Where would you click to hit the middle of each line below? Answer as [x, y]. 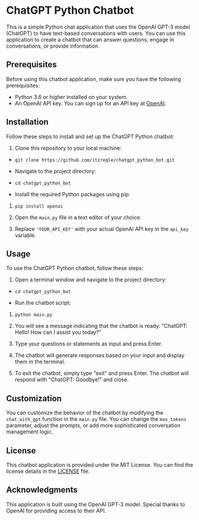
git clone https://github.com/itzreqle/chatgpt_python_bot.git [95, 160]
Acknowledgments [42, 490]
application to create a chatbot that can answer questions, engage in [90, 39]
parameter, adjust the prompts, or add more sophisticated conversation [93, 425]
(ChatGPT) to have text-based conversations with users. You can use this [96, 33]
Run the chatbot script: [43, 303]
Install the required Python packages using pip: [72, 194]
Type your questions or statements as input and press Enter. [88, 344]
